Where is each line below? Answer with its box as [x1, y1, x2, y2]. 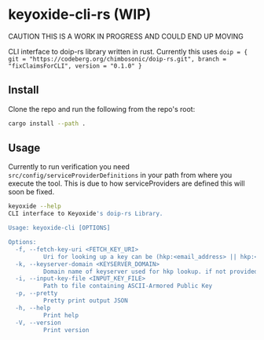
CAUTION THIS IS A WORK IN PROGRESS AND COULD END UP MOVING [8, 31, 244, 41]
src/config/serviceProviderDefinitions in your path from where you [8, 171, 233, 180]
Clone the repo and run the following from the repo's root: [8, 104, 196, 113]
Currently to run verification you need [8, 162, 130, 172]
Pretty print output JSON [42, 297, 128, 305]
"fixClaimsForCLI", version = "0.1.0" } [8, 61, 143, 70]
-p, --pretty [15, 290, 58, 297]
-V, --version [15, 319, 61, 327]
